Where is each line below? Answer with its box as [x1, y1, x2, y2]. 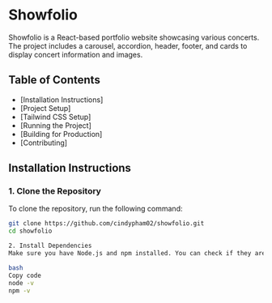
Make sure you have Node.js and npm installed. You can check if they [8, 250, 252, 258]
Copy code [8, 271, 42, 280]
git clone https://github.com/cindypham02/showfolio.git [8, 220, 205, 228]
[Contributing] [19, 138, 67, 147]
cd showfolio [8, 227, 53, 236]
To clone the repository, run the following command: [8, 204, 183, 214]
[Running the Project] [19, 120, 91, 130]
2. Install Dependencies [8, 241, 92, 250]
